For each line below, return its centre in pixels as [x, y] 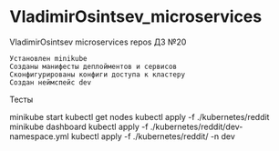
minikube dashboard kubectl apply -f [79, 126]
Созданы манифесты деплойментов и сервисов [93, 66]
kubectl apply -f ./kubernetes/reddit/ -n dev [153, 136]
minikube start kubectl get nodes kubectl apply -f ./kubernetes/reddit [139, 116]
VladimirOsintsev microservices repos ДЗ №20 [98, 42]
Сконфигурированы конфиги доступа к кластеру [97, 75]
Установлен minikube [49, 58]
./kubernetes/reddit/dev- [196, 126]
